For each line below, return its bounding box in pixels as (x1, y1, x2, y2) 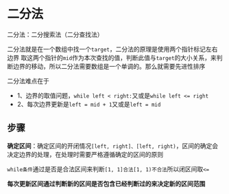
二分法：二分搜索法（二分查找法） (7, 30, 104, 39)
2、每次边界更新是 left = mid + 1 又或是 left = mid (16, 100, 161, 108)
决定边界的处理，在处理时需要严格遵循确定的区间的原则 (7, 150, 163, 158)
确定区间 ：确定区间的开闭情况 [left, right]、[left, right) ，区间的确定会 (7, 142, 219, 150)
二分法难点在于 (7, 76, 49, 85)
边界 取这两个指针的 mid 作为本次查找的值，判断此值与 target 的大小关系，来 (7, 53, 217, 62)
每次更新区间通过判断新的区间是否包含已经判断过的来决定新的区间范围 (7, 180, 206, 188)
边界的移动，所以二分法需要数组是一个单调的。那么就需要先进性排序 (12, 62, 206, 70)
